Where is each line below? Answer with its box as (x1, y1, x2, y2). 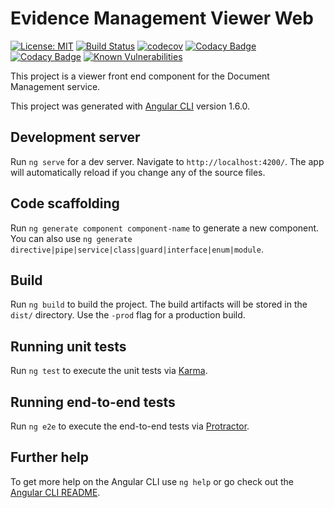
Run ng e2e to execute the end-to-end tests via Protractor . (10, 420, 250, 432)
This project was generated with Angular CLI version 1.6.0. (10, 100, 251, 112)
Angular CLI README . (10, 486, 101, 498)
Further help (10, 449, 90, 466)
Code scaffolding (10, 195, 120, 212)
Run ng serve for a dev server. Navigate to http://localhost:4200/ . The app (10, 155, 325, 167)
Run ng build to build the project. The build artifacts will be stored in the (10, 298, 308, 311)
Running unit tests (10, 338, 127, 355)
